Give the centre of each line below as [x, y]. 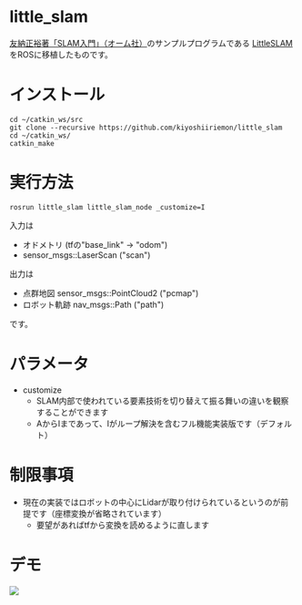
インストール [57, 95]
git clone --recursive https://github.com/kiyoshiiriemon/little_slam [146, 128]
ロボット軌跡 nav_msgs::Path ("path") [93, 304]
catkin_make [32, 143]
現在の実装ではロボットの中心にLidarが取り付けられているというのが [151, 502]
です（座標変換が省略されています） [98, 513]
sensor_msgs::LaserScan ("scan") [86, 255]
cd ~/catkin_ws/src [46, 119]
